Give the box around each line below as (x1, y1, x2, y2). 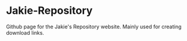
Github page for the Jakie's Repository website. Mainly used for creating (6, 23, 182, 30)
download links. (6, 29, 44, 36)
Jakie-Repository (6, 4, 93, 17)
